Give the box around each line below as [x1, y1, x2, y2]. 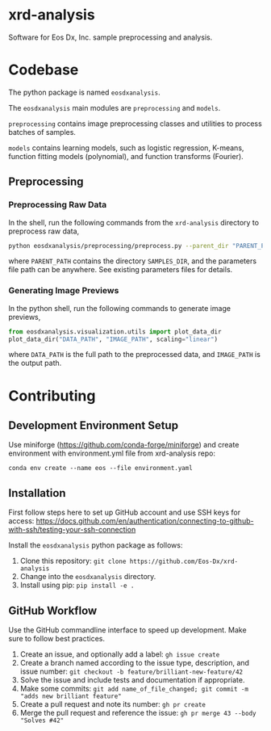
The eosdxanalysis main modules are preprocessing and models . [8, 103, 221, 112]
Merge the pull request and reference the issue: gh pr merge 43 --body [19, 708, 256, 718]
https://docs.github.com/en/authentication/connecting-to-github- [35, 516, 254, 526]
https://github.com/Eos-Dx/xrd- [129, 557, 239, 566]
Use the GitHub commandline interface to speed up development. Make [8, 625, 248, 635]
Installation [8, 486, 66, 500]
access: [8, 516, 35, 526]
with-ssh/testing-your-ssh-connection [8, 525, 136, 535]
